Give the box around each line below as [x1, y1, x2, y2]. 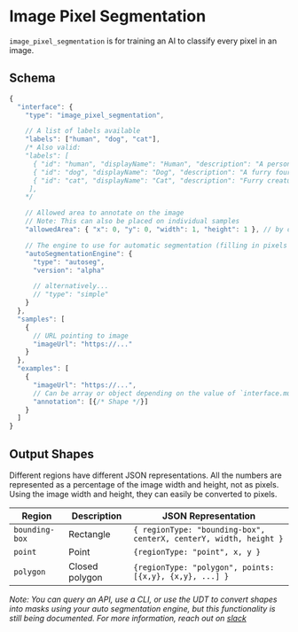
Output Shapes [9, 446, 95, 462]
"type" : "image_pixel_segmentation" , [25, 111, 165, 120]
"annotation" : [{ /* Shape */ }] [32, 397, 149, 406]
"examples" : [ [17, 364, 69, 373]
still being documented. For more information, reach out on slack [9, 612, 247, 623]
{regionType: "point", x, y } [133, 547, 262, 557]
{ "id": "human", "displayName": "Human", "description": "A [32, 160, 264, 168]
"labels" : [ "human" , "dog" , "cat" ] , [25, 135, 161, 144]
